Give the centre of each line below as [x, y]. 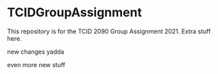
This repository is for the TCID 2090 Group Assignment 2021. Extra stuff [109, 31]
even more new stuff [36, 64]
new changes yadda [36, 52]
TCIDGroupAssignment [75, 13]
